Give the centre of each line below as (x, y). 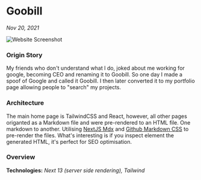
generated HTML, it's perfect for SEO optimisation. (69, 141)
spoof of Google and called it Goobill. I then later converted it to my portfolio (101, 81)
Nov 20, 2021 (23, 28)
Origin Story (24, 55)
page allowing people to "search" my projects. (64, 87)
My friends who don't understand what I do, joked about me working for (96, 68)
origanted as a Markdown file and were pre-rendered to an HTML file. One (98, 122)
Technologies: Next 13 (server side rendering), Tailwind (76, 170)
